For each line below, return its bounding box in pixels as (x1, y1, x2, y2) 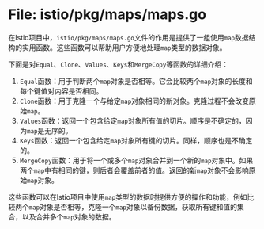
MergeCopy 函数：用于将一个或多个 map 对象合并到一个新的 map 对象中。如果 (19, 155, 254, 165)
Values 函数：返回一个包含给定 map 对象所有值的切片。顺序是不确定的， (19, 116, 247, 125)
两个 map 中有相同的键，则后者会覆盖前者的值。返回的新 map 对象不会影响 (19, 165, 249, 175)
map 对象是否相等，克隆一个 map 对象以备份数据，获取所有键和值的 (28, 202, 237, 212)
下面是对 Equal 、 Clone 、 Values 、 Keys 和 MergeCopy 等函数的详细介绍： (8, 59, 229, 69)
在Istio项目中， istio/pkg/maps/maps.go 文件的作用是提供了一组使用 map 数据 (8, 32, 249, 42)
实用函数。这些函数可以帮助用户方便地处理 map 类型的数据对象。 (21, 42, 227, 52)
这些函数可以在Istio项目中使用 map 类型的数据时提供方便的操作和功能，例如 (8, 192, 247, 201)
